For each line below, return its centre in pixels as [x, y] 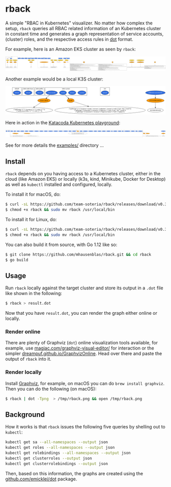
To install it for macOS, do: [33, 195]
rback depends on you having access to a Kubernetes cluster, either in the [83, 174]
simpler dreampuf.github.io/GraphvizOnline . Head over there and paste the [84, 354]
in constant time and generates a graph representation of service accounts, [84, 34]
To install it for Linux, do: [31, 219]
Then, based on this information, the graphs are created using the [74, 473]
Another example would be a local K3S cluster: [54, 79]
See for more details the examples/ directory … [55, 145]
